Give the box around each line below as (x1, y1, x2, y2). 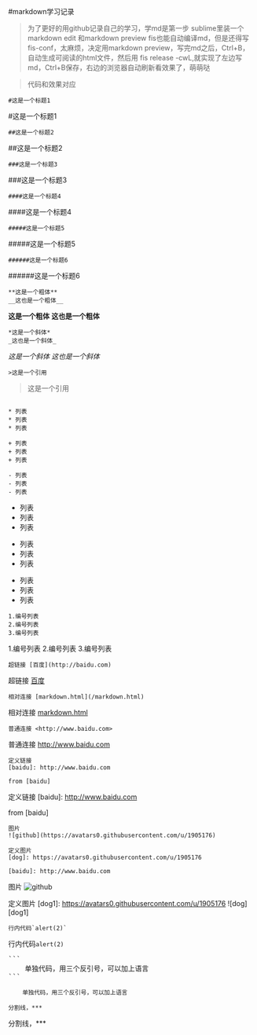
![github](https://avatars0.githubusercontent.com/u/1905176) (8, 831, 216, 839)
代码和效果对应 (27, 79, 76, 89)
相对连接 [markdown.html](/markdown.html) (8, 693, 145, 701)
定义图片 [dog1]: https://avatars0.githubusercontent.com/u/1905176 (8, 899, 226, 908)
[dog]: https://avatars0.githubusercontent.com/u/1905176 (8, 853, 202, 861)
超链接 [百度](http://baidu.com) (8, 661, 112, 669)
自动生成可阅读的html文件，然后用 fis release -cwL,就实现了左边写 (27, 53, 242, 62)
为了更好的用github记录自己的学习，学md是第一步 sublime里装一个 (27, 24, 244, 33)
